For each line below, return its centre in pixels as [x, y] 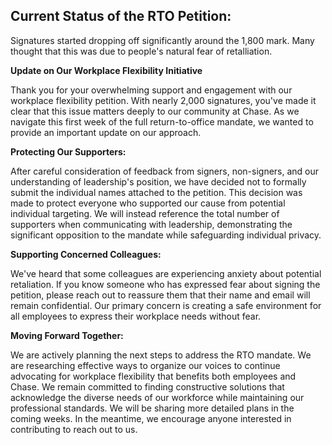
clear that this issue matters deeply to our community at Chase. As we [155, 111]
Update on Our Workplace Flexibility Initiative [106, 70]
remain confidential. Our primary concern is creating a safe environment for [166, 305]
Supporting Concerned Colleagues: [86, 254]
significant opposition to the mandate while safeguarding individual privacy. [166, 235]
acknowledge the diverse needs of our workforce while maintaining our [157, 397]
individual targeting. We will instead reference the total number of [145, 213]
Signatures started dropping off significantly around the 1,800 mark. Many [162, 40]
